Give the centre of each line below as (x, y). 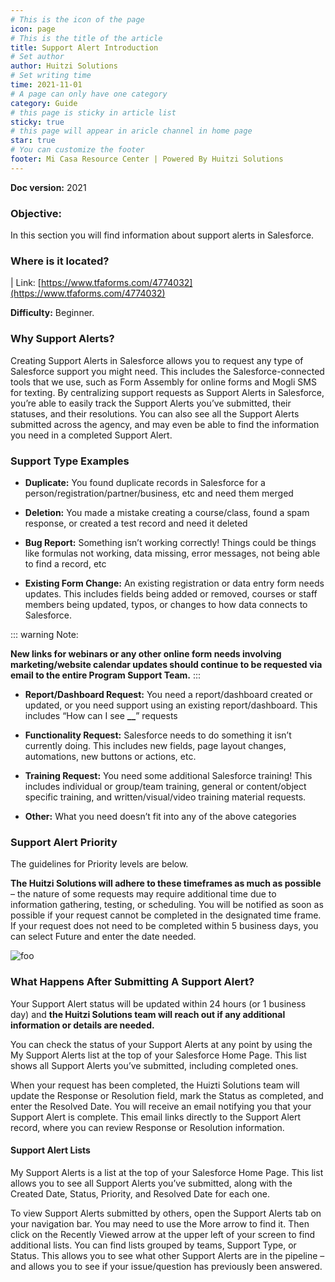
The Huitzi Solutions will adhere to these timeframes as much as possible (166, 883)
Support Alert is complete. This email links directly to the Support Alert (156, 1117)
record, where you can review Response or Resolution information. (147, 1127)
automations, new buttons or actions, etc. (110, 756)
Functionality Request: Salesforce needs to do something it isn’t (158, 735)
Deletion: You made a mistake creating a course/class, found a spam (167, 512)
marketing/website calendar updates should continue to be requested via (166, 664)
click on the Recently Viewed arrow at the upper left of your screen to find (163, 1234)
